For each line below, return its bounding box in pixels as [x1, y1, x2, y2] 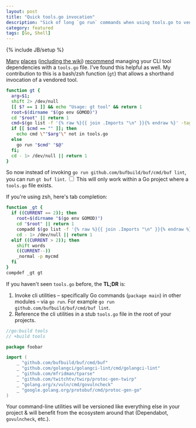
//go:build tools [6, 328, 48, 334]
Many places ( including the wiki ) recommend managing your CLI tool [6, 58, 171, 65]
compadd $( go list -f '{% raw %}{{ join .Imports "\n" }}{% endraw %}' [16, 226, 194, 232]
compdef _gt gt [6, 270, 43, 275]
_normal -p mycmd [16, 254, 59, 260]
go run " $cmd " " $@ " [16, 141, 64, 148]
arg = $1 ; [11, 93, 30, 99]
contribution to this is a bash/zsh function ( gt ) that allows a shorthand [6, 70, 174, 77]
